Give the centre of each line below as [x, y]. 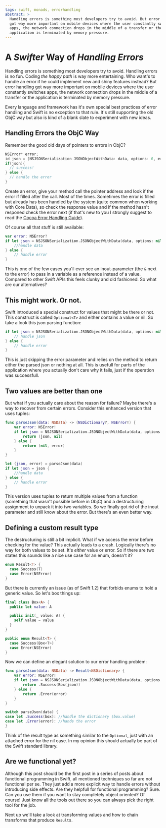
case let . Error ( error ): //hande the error [51, 721]
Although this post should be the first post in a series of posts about [74, 773]
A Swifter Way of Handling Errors [75, 57]
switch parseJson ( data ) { [32, 712]
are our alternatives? [26, 285]
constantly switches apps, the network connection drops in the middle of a [81, 92]
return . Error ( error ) [45, 694]
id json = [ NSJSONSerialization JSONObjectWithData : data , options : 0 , [80, 159]
